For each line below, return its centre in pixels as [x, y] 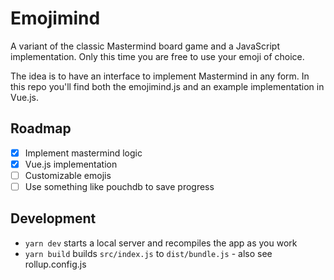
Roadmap [41, 128]
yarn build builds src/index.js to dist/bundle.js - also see [148, 253]
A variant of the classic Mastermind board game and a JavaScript [145, 46]
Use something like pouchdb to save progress [119, 186]
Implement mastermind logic [83, 153]
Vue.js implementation [71, 164]
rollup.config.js [55, 264]
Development [53, 218]
